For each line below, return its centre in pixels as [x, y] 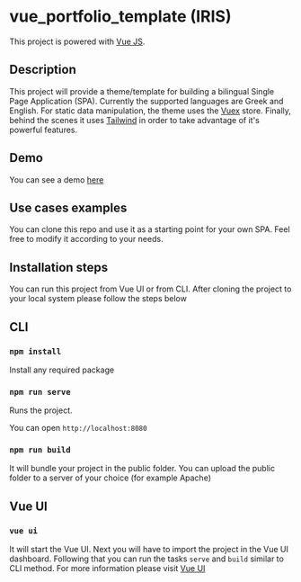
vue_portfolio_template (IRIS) [120, 17]
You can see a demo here [57, 179]
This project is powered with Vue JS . [77, 41]
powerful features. [44, 130]
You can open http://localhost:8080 [78, 428]
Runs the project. [41, 410]
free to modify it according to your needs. [86, 239]
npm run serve [40, 392]
